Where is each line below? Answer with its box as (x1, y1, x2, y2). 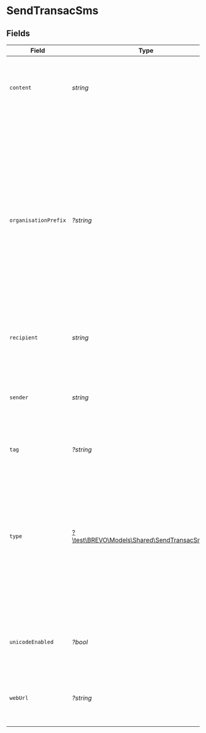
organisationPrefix (9, 217, 66, 224)
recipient (9, 334, 38, 341)
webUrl (9, 694, 29, 701)
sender (9, 394, 29, 401)
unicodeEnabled (9, 639, 54, 645)
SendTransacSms (6, 4, 99, 18)
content (9, 84, 32, 91)
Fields (6, 28, 31, 39)
